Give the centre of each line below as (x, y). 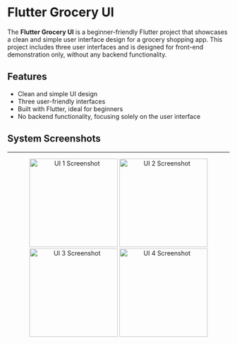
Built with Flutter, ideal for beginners (70, 109)
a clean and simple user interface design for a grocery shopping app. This (115, 39)
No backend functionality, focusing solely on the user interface (109, 116)
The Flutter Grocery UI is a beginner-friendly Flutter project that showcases (117, 32)
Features (27, 77)
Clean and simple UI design (57, 93)
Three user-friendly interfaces (61, 101)
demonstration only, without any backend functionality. (87, 55)
